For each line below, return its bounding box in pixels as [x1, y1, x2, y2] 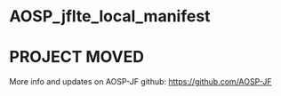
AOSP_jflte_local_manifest [9, 6, 211, 27]
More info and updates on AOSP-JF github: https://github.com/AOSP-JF [9, 76, 273, 87]
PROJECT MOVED [9, 47, 145, 68]
